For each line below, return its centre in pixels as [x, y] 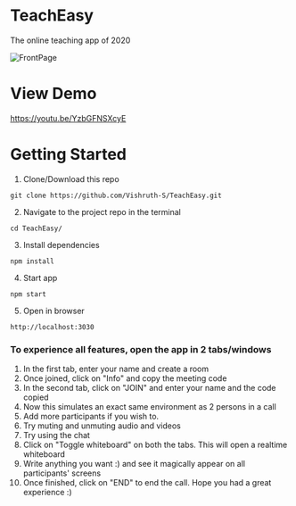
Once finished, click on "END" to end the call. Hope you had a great [147, 483]
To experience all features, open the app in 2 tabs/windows [141, 349]
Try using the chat [56, 435]
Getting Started [69, 155]
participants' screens [62, 473]
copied [36, 397]
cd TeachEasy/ [37, 228]
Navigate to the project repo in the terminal [102, 212]
